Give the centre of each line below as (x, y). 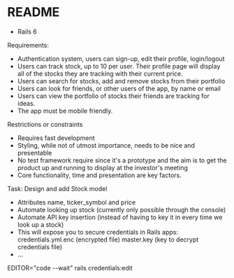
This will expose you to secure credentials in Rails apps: (97, 232)
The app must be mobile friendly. (65, 111)
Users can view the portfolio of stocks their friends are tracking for (113, 96)
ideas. (26, 103)
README (34, 12)
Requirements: (28, 45)
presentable (35, 153)
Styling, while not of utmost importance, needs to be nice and (106, 145)
